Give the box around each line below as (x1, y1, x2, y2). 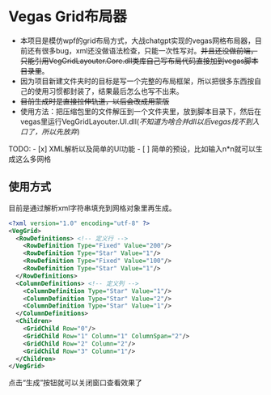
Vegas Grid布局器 (8, 7, 127, 26)
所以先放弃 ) (41, 126, 80, 136)
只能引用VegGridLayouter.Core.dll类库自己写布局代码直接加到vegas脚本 (19, 56, 259, 66)
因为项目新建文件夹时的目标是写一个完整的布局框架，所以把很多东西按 (19, 76, 255, 86)
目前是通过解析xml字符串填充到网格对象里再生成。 (8, 203, 176, 213)
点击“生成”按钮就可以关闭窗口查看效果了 (8, 378, 143, 388)
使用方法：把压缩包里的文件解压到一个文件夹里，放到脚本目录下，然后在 (19, 106, 261, 116)
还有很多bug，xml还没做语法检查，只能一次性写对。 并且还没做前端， (27, 45, 258, 55)
